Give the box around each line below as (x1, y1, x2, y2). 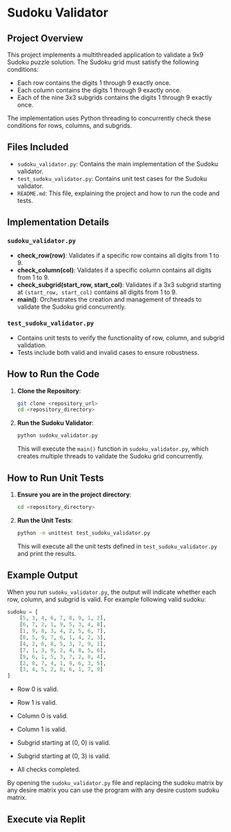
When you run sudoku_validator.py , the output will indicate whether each (7, 588, 217, 596)
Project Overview (7, 32, 83, 44)
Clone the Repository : (17, 387, 81, 395)
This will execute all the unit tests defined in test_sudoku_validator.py (17, 542, 217, 550)
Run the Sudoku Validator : (17, 419, 94, 427)
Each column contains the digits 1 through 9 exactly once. (17, 86, 181, 94)
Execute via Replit (7, 813, 86, 825)
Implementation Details (7, 216, 110, 229)
